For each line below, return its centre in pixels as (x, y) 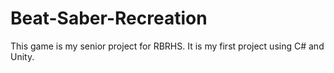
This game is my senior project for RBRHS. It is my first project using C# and (167, 46)
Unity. (22, 56)
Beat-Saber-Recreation (109, 18)
